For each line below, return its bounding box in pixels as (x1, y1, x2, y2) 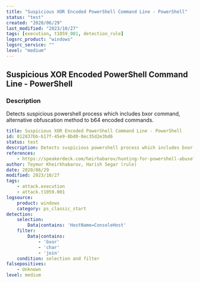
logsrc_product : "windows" (6, 36, 73, 42)
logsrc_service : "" (6, 42, 55, 48)
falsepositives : (6, 261, 46, 267)
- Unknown (17, 266, 42, 273)
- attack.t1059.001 (17, 189, 65, 195)
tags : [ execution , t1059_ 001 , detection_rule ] (6, 31, 124, 37)
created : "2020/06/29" (6, 20, 62, 26)
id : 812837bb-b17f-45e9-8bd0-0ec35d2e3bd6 (6, 133, 113, 140)
